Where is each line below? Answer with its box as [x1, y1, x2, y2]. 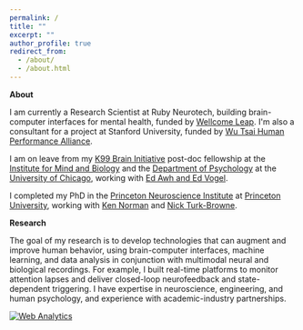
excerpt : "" [9, 30, 55, 39]
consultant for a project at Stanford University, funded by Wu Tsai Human [9, 125, 285, 136]
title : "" [9, 22, 47, 31]
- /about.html [17, 65, 71, 74]
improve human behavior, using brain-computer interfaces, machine [9, 245, 265, 255]
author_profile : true [9, 38, 92, 48]
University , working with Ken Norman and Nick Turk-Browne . [9, 199, 238, 210]
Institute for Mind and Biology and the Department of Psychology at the [9, 163, 278, 174]
